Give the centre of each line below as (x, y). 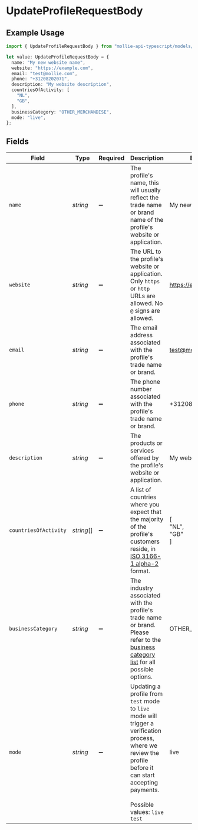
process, (142, 738)
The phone (146, 382)
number (141, 389)
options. (142, 677)
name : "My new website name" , (48, 62)
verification (146, 731)
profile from (147, 694)
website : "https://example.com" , (52, 68)
